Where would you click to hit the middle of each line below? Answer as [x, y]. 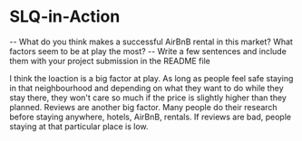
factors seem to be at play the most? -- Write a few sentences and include [148, 51]
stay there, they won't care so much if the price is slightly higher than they [148, 98]
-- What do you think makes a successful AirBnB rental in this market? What [151, 42]
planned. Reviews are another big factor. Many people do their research [144, 107]
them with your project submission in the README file [110, 61]
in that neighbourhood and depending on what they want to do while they [146, 88]
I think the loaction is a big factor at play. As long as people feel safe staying [151, 78]
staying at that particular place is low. [79, 126]
